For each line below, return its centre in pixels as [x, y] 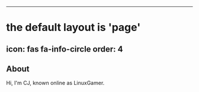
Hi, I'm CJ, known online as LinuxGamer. [55, 83]
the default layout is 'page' [73, 28]
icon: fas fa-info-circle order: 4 [65, 49]
